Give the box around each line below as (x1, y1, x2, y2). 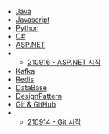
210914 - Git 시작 (27, 118, 82, 126)
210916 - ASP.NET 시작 (27, 58, 101, 67)
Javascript (15, 15, 50, 24)
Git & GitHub (15, 100, 56, 109)
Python (15, 24, 39, 32)
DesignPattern (15, 92, 63, 100)
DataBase (15, 83, 47, 92)
